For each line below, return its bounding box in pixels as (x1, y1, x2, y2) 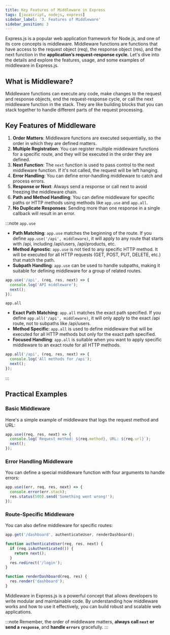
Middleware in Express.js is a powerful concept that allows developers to (5, 592, 158, 598)
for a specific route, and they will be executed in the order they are (12, 151, 152, 157)
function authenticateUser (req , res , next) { (5, 541, 103, 547)
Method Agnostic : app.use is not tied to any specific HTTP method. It (12, 246, 158, 252)
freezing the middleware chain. (12, 189, 78, 195)
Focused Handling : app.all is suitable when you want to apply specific (12, 337, 162, 343)
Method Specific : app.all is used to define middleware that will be (12, 326, 153, 332)
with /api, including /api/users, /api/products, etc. (12, 240, 116, 246)
